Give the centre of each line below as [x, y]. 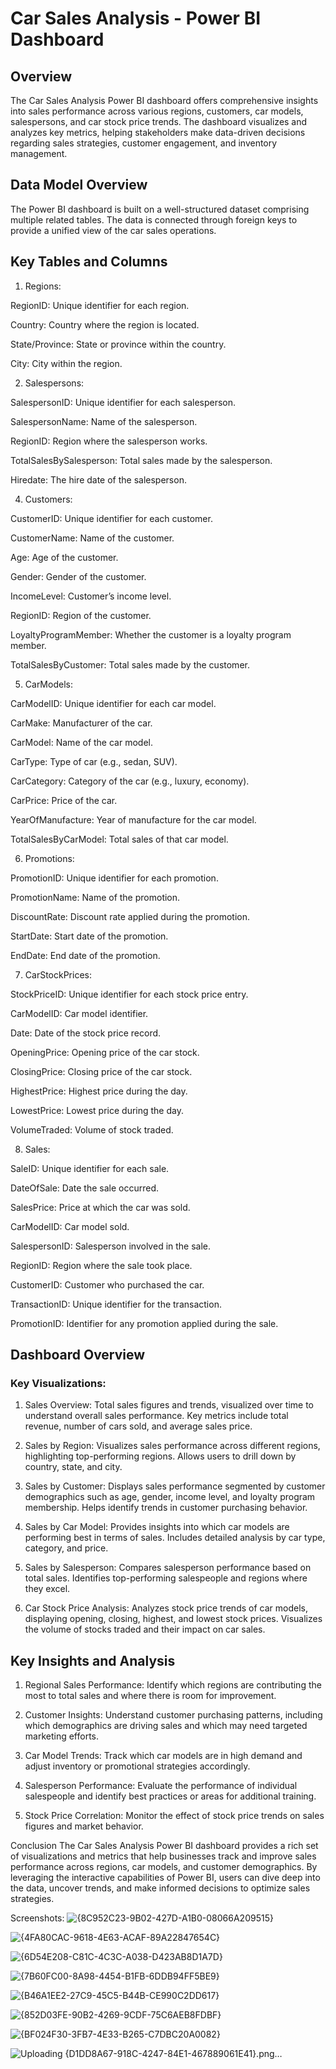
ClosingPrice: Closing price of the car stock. [101, 1071]
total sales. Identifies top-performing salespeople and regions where [166, 1578]
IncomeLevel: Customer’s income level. [91, 596]
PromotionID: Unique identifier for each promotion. [114, 878]
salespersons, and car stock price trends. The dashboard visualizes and [159, 121]
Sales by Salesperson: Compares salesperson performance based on [168, 1568]
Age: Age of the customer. [64, 557]
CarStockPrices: [58, 974]
